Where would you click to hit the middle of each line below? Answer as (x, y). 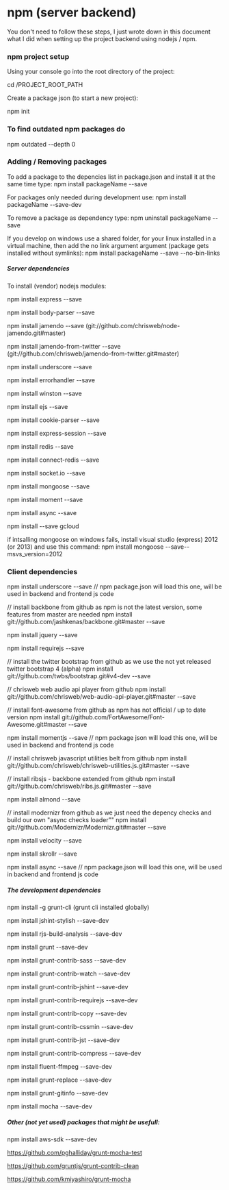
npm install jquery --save (42, 635)
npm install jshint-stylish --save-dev (58, 921)
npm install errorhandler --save (51, 380)
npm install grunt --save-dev (48, 947)
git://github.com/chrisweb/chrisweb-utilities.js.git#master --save (98, 766)
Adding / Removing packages (57, 162)
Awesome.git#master (37, 725)
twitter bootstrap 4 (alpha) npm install (60, 669)
